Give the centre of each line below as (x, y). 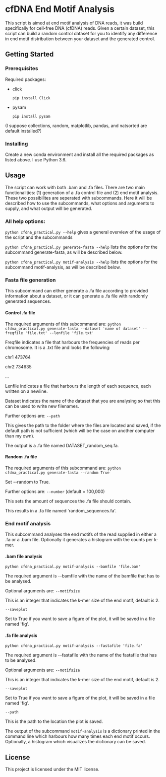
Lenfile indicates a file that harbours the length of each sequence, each (78, 386)
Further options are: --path (33, 416)
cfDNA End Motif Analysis (60, 9)
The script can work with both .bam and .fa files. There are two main (75, 187)
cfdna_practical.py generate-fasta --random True (57, 473)
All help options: (25, 221)
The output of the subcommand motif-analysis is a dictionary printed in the (83, 731)
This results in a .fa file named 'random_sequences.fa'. (61, 510)
